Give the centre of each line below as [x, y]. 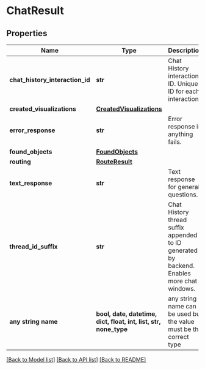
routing [20, 162]
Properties [27, 33]
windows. [182, 289]
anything [181, 134]
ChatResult [35, 11]
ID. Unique [183, 84]
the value [181, 322]
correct [178, 337]
